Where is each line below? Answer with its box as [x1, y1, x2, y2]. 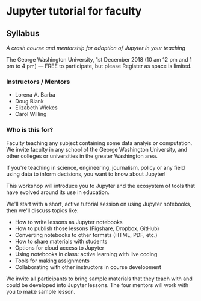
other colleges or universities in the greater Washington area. [6, 152, 158, 160]
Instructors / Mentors [6, 77, 70, 86]
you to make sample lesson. [6, 288, 76, 295]
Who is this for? [6, 126, 54, 134]
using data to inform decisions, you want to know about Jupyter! [6, 170, 166, 178]
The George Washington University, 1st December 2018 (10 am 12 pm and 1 [6, 56, 192, 63]
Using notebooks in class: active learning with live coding [14, 250, 158, 257]
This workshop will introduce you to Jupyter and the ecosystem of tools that [6, 182, 196, 189]
